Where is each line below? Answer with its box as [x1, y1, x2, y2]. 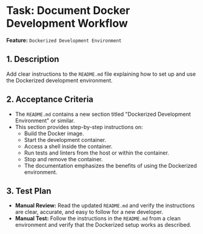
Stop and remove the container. [24, 155, 103, 162]
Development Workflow [6, 16, 128, 30]
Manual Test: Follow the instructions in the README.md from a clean [15, 215, 181, 222]
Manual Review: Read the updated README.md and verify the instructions [15, 202, 195, 209]
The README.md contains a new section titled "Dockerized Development [15, 110, 191, 118]
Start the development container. [24, 136, 107, 143]
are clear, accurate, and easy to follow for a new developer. [15, 209, 164, 216]
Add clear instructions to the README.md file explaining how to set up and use [6, 70, 196, 78]
